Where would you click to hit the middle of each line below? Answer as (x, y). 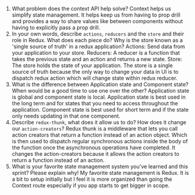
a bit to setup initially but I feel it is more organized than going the (92, 179)
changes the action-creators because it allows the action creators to (95, 154)
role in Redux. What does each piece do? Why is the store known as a (97, 40)
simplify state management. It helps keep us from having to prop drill (96, 15)
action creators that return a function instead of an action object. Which (99, 135)
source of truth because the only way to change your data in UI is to (95, 72)
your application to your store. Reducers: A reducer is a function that (96, 53)
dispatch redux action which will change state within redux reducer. (95, 78)
